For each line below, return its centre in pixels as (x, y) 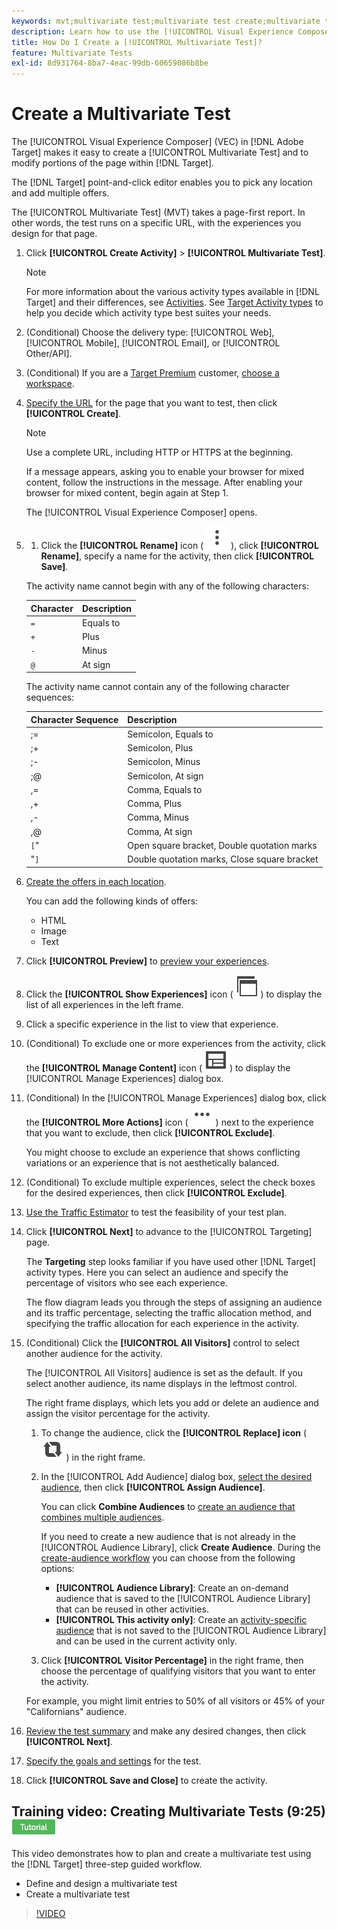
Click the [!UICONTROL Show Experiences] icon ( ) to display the (174, 994)
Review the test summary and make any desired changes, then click (166, 1731)
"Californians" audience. (76, 1711)
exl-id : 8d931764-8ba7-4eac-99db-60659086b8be (110, 63)
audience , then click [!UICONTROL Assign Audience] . (153, 1487)
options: (57, 1568)
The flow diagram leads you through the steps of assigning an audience (174, 1302)
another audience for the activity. (94, 1353)
